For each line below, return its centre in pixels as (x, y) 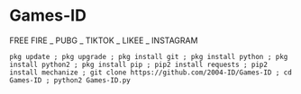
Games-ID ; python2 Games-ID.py (70, 80)
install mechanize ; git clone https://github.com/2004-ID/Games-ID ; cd (151, 73)
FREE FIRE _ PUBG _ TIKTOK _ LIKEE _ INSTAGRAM (104, 40)
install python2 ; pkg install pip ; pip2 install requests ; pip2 (139, 64)
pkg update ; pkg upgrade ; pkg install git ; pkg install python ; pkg (149, 56)
